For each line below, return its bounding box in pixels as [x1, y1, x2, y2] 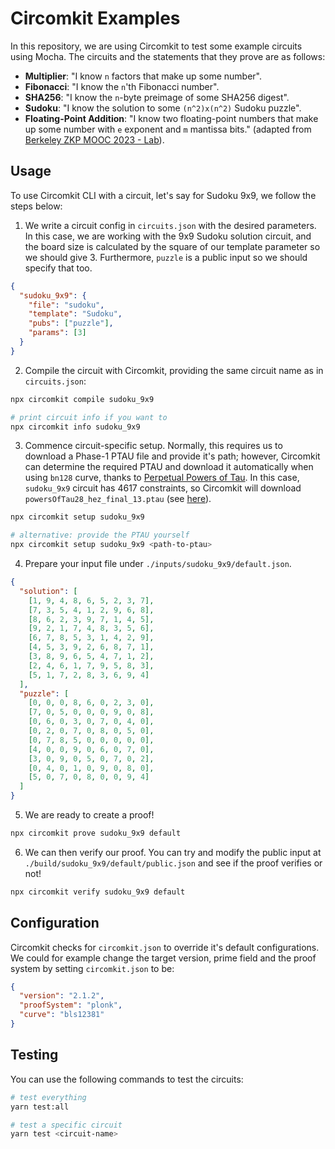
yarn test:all [10, 1102, 70, 1112]
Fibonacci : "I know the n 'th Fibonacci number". [24, 80, 220, 92]
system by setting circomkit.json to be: [10, 962, 175, 974]
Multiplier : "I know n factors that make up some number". [24, 70, 262, 82]
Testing [10, 1047, 59, 1064]
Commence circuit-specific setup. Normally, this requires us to [24, 440, 283, 452]
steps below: [10, 200, 63, 212]
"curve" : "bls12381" [19, 1010, 105, 1020]
